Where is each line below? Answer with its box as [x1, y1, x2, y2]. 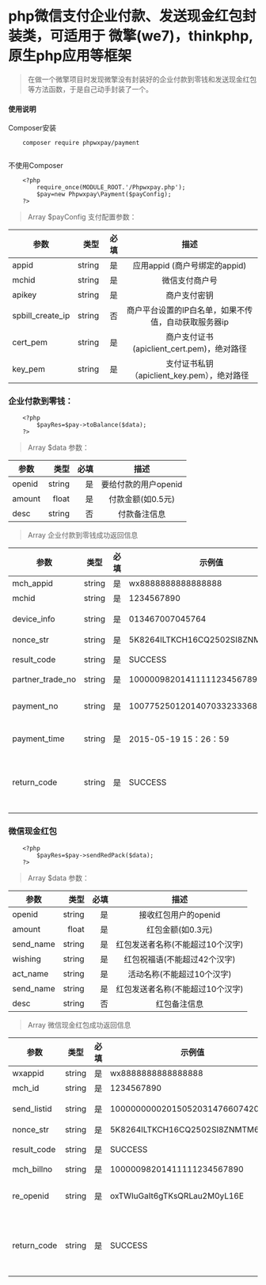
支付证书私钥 [165, 358, 214, 369]
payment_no [12, 701, 59, 712]
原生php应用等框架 [8, 47, 132, 65]
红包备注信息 [155, 998, 204, 1009]
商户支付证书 [165, 332, 214, 343]
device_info [12, 614, 55, 625]
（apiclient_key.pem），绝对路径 [130, 370, 249, 381]
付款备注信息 [117, 508, 166, 519]
